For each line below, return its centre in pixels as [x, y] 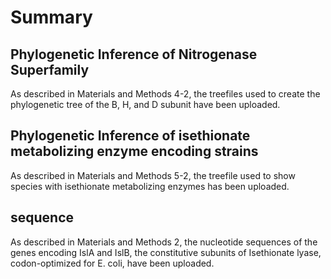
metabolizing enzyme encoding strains [134, 151]
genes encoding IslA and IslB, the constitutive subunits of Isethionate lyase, [166, 252]
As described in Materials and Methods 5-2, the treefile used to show [153, 175]
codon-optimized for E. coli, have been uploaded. [112, 263]
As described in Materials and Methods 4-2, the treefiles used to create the [165, 94]
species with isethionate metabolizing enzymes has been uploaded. [150, 186]
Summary [51, 17]
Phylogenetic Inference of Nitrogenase [134, 54]
